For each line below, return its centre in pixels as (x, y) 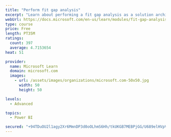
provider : (16, 61)
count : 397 (21, 43)
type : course (19, 24)
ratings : (15, 39)
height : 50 (30, 90)
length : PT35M (20, 33)
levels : (13, 99)
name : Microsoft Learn (34, 66)
